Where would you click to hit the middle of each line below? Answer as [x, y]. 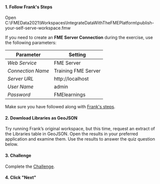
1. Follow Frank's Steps [29, 7]
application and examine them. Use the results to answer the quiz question [80, 139]
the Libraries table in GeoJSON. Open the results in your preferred [71, 134]
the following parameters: [31, 43]
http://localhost [71, 79]
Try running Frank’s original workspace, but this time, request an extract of [80, 129]
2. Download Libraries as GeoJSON [41, 118]
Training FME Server [77, 71]
